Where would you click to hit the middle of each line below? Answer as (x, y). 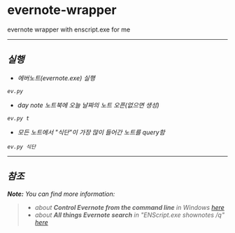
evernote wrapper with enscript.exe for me (69, 29)
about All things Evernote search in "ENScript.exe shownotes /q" (130, 215)
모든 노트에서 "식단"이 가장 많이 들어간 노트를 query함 (91, 132)
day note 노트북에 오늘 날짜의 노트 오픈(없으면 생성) (88, 105)
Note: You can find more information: (61, 194)
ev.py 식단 (22, 147)
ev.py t (19, 118)
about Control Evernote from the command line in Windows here (130, 207)
